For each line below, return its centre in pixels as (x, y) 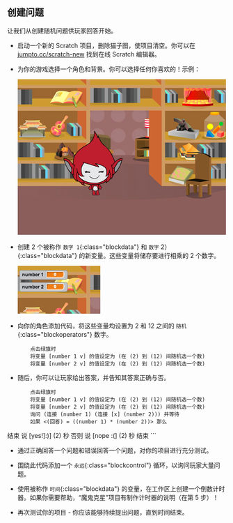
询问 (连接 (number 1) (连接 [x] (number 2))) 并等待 (105, 414)
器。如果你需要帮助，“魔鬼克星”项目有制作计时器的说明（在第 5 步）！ (118, 497)
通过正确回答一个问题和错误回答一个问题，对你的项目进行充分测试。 (115, 450)
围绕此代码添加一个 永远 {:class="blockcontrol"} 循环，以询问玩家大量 (115, 465)
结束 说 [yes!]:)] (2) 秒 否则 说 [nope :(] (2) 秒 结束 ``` (82, 435)
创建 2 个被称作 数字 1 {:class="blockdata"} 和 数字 (88, 247)
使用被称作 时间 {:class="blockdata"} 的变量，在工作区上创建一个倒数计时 (121, 488)
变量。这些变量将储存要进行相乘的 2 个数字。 (155, 255)
